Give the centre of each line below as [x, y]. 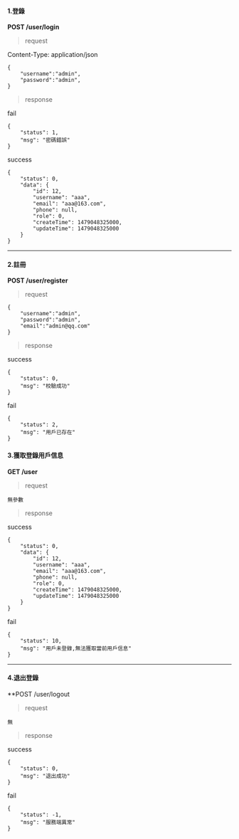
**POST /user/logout [38, 694]
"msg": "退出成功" [45, 776]
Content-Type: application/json [53, 55]
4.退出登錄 [23, 678]
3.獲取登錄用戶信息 [36, 455]
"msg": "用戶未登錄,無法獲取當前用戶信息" [76, 648]
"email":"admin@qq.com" [55, 326]
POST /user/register [38, 280]
